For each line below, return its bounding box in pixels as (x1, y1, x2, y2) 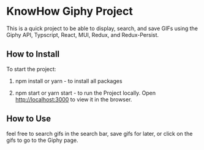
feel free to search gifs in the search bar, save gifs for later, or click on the (6, 130, 193, 137)
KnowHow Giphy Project (6, 4, 134, 18)
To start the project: (6, 65, 56, 73)
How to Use (6, 114, 51, 124)
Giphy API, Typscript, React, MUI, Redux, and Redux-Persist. (6, 31, 159, 38)
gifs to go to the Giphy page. (6, 136, 78, 144)
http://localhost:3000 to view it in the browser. (15, 95, 132, 103)
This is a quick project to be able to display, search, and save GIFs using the (6, 25, 198, 32)
